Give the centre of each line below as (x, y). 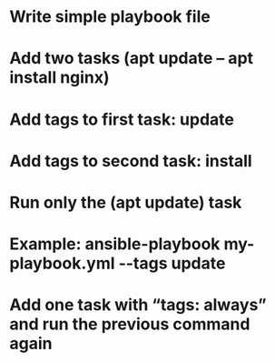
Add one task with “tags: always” (138, 305)
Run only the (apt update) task (126, 202)
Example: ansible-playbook (115, 244)
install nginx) (60, 78)
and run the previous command (130, 324)
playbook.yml (62, 263)
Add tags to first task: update (122, 119)
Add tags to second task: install (131, 161)
